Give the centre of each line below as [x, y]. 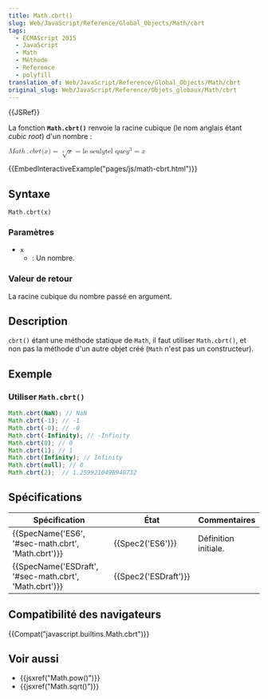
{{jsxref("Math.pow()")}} [60, 678]
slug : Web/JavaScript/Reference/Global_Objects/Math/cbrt [106, 23]
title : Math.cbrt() [41, 16]
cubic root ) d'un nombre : [50, 136]
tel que [115, 152]
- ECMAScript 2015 [46, 38]
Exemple [30, 374]
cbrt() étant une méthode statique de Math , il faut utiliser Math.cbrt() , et [128, 341]
